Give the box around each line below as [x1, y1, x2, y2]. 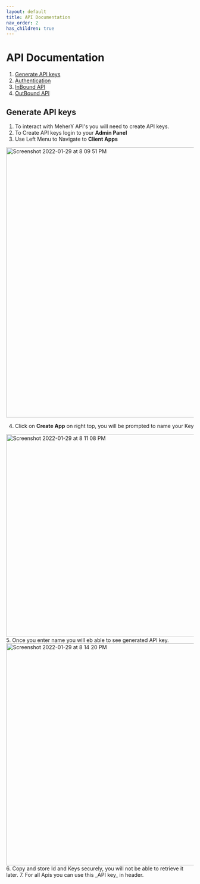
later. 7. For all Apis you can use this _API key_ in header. [6, 871, 144, 878]
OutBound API [14, 90, 50, 97]
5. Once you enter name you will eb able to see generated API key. [6, 637, 169, 644]
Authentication [14, 77, 51, 84]
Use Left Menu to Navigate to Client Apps [14, 135, 118, 142]
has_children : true [6, 25, 55, 32]
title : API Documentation [6, 14, 70, 20]
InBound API [14, 83, 46, 91]
